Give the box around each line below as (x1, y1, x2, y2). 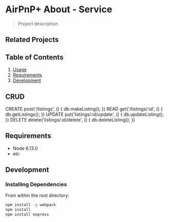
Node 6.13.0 (12, 145, 38, 151)
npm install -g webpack (5, 203, 56, 208)
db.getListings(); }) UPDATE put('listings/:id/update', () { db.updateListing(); (5, 111, 164, 117)
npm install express (5, 212, 50, 217)
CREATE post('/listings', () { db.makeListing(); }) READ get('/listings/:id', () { (5, 106, 163, 112)
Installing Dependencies (5, 181, 68, 188)
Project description (17, 21, 58, 27)
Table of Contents (5, 53, 64, 62)
